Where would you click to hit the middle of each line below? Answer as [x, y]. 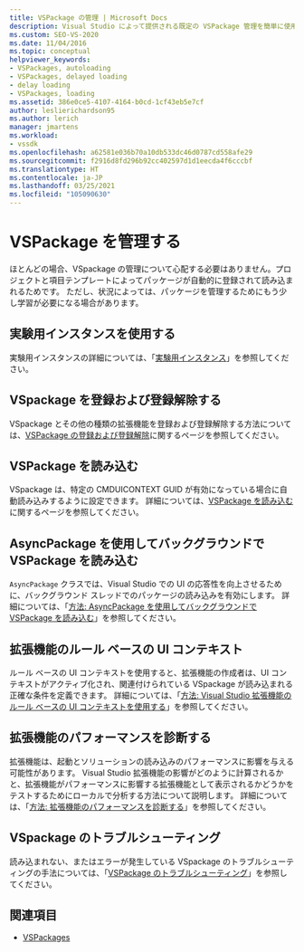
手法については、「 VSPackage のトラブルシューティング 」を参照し [164, 872]
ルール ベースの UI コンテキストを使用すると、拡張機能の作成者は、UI [139, 672]
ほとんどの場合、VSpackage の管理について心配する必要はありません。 [142, 269]
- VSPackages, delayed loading [68, 77]
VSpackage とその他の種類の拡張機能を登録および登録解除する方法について [151, 424]
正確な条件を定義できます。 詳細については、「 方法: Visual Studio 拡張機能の [151, 695]
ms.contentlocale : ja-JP [56, 177]
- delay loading [40, 85]
